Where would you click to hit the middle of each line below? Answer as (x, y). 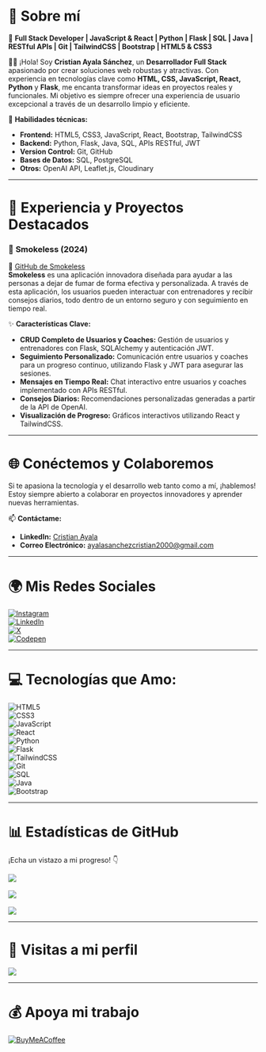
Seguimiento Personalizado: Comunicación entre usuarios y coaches (134, 356)
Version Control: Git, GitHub (66, 151)
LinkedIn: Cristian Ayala (59, 537)
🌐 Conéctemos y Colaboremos (111, 463)
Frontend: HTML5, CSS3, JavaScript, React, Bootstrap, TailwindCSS (131, 135)
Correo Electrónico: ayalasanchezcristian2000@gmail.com (116, 545)
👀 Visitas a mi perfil (73, 950)
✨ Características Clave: (49, 324)
